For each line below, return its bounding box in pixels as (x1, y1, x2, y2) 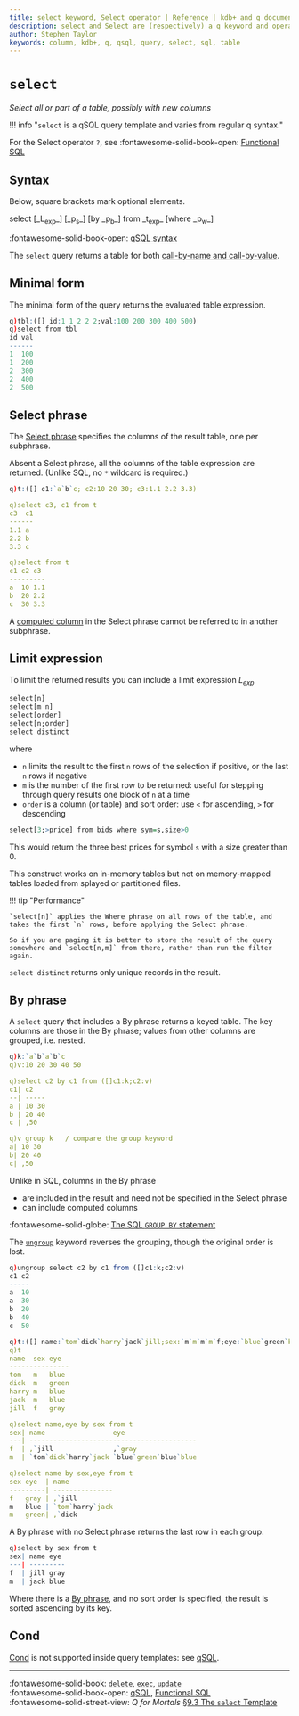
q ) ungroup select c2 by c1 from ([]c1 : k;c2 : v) (9, 1263, 185, 1272)
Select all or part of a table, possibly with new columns (9, 103, 212, 113)
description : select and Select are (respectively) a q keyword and (9, 21, 269, 30)
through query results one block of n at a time (21, 789, 190, 800)
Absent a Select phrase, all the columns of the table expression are (9, 458, 255, 469)
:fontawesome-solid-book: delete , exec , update (9, 1678, 182, 1688)
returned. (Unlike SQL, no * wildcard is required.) (9, 467, 189, 478)
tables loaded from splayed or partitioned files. (9, 877, 181, 888)
